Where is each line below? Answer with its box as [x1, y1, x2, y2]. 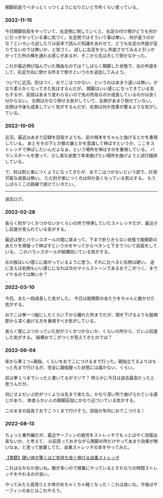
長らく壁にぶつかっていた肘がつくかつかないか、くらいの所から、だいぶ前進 [5, 328, 158, 334]
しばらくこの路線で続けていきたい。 [5, 181, 78, 187]
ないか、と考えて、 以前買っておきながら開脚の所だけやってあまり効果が [9, 438, 154, 444]
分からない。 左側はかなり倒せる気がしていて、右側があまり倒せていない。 [5, 98, 155, 104]
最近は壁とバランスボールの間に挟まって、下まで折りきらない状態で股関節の [5, 236, 158, 242]
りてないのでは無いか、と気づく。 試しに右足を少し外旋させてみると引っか [5, 47, 155, 53]
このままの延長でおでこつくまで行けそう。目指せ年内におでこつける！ [5, 408, 146, 414]
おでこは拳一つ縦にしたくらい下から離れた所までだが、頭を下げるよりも [5, 312, 149, 318]
